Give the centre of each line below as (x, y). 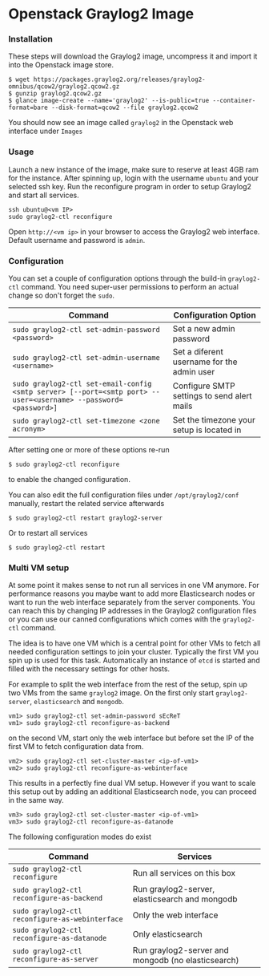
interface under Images (46, 131)
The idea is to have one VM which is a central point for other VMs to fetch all (134, 643)
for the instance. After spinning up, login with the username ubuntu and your (133, 178)
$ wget (19, 80)
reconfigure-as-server (55, 960)
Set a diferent (198, 352)
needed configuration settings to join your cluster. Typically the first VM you (133, 652)
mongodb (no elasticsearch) (186, 961)
